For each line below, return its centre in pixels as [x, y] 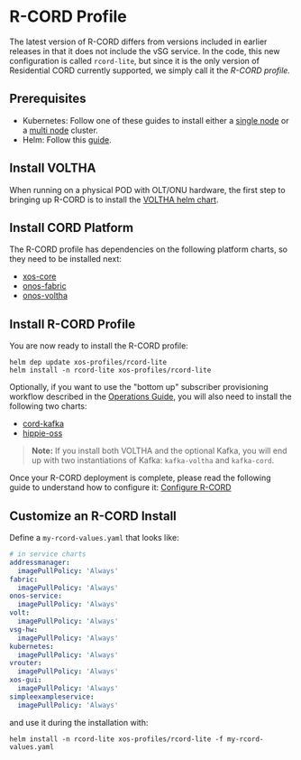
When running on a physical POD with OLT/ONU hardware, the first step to [147, 190]
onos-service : [36, 596]
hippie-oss [42, 433]
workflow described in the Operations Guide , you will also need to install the [150, 397]
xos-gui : [26, 680]
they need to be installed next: [65, 259]
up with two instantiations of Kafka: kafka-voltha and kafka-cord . [153, 460]
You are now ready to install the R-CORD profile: [99, 346]
